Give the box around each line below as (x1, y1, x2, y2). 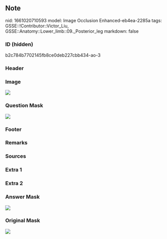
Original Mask (5, 217, 40, 224)
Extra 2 (5, 180, 23, 187)
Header (5, 65, 24, 72)
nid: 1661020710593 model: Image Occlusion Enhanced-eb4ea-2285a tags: (5, 17, 162, 23)
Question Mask (5, 102, 43, 109)
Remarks (5, 139, 28, 146)
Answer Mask (5, 194, 40, 201)
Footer (5, 126, 22, 133)
